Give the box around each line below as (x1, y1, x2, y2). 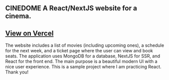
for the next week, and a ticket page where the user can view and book (5, 48, 153, 54)
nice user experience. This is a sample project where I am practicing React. (5, 64, 161, 70)
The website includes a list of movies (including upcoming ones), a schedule (5, 42, 164, 48)
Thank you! (5, 69, 29, 75)
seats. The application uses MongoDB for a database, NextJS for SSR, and (5, 53, 160, 59)
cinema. (5, 12, 32, 21)
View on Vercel (5, 29, 54, 37)
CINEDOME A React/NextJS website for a (5, 4, 137, 13)
